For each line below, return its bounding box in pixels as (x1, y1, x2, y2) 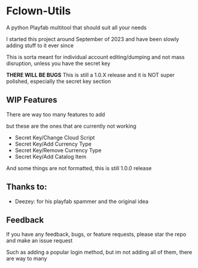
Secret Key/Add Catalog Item (14, 153, 87, 160)
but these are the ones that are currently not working (6, 122, 136, 130)
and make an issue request (6, 237, 73, 244)
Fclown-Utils (6, 4, 71, 18)
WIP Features (6, 95, 57, 105)
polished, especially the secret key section (6, 78, 111, 85)
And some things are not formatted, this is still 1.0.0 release (6, 164, 152, 171)
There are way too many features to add (6, 110, 105, 118)
